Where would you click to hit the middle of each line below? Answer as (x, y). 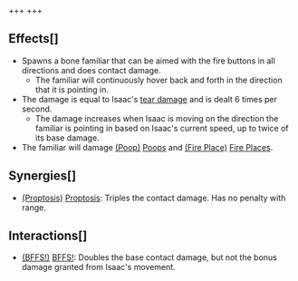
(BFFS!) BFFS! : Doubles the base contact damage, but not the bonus (149, 257)
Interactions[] (48, 236)
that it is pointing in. (72, 89)
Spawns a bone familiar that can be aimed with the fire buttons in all (148, 61)
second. (37, 109)
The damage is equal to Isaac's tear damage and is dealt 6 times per (149, 99)
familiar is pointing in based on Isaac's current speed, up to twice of (162, 128)
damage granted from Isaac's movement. (98, 267)
